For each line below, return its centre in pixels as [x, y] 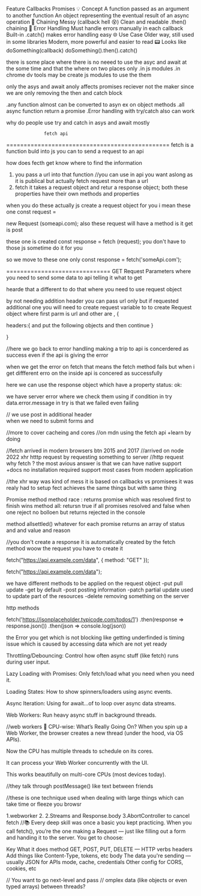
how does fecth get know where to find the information [74, 163]
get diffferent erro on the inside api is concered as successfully [85, 373]
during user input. [28, 662]
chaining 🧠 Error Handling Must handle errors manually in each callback [95, 28]
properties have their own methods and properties [77, 194]
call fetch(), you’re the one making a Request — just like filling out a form [96, 831]
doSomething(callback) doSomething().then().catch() [72, 50]
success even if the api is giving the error [57, 355]
